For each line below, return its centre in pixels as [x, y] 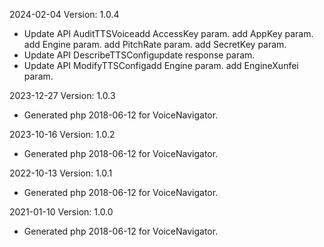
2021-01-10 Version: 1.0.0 [61, 212]
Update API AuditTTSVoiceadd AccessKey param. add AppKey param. [168, 33]
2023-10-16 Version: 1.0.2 [62, 134]
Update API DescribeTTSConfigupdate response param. [139, 55]
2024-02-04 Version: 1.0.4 [64, 14]
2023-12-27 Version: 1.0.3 [62, 95]
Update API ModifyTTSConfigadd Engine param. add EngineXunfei [161, 65]
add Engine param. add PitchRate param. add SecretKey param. [155, 44]
